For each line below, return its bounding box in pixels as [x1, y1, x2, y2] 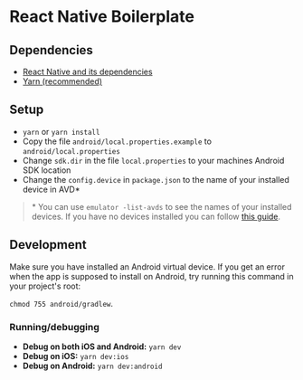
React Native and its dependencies [22, 66, 153, 77]
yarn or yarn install [22, 126, 100, 137]
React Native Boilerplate [9, 6, 194, 27]
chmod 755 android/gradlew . [9, 298, 114, 309]
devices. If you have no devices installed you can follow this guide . [31, 211, 281, 222]
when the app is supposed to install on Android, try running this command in [9, 271, 294, 281]
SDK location [22, 165, 71, 176]
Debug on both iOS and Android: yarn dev [22, 341, 182, 352]
